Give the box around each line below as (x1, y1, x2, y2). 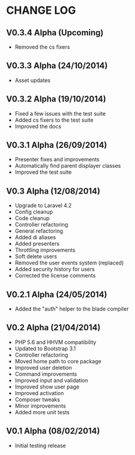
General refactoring (14, 227, 63, 234)
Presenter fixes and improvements (14, 156, 100, 163)
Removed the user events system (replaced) (14, 259, 124, 267)
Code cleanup (14, 215, 50, 222)
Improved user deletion (14, 364, 72, 371)
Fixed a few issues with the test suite (14, 110, 106, 117)
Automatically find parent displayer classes (14, 162, 121, 170)
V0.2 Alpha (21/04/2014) (6, 323, 101, 333)
